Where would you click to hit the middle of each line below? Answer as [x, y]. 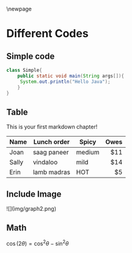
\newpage [19, 9]
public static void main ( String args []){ [71, 76]
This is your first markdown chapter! [52, 127]
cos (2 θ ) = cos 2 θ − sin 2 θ [38, 243]
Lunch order [52, 142]
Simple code [31, 56]
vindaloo [45, 162]
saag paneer [51, 153]
